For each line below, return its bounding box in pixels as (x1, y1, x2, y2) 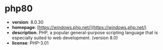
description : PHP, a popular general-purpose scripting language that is (11, 29, 158, 35)
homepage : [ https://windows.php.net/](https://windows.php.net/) (11, 24, 147, 30)
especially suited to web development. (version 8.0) (11, 35, 118, 41)
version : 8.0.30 (11, 19, 44, 25)
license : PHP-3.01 (11, 40, 49, 46)
